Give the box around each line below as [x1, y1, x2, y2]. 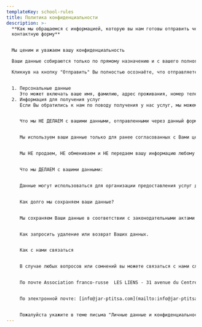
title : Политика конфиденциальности [6, 14, 98, 20]
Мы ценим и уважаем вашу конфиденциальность [11, 48, 125, 54]
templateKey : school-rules [6, 8, 74, 15]
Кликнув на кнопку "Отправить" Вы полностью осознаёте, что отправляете [11, 69, 198, 75]
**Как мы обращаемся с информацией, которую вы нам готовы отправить [11, 25, 189, 32]
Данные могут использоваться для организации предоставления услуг [19, 182, 192, 188]
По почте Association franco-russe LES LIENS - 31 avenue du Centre [19, 279, 198, 286]
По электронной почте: [19, 296, 77, 302]
